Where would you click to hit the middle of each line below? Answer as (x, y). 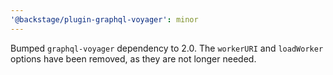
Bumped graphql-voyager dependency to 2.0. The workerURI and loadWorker (167, 48)
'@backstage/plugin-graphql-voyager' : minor (104, 19)
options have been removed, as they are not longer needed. (133, 58)
